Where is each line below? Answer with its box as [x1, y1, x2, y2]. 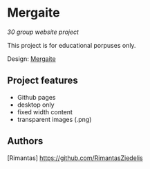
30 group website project [7, 28, 79, 36]
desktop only [17, 100, 55, 109]
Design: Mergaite [7, 54, 57, 63]
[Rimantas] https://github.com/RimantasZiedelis [7, 154, 143, 162]
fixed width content [17, 107, 73, 116]
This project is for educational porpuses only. [7, 41, 136, 49]
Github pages [17, 93, 56, 101]
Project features [7, 75, 78, 87]
